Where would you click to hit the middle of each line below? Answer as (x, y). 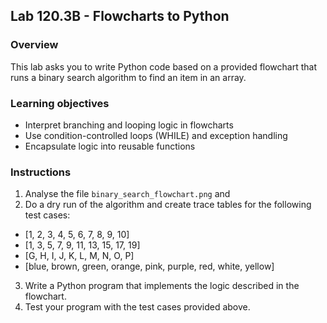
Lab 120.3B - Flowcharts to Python (120, 16)
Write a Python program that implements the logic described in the (162, 286)
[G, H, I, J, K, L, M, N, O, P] (79, 256)
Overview (34, 45)
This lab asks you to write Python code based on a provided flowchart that (164, 66)
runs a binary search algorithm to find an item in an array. (128, 77)
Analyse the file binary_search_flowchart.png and (127, 194)
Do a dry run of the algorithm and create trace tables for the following (168, 205)
